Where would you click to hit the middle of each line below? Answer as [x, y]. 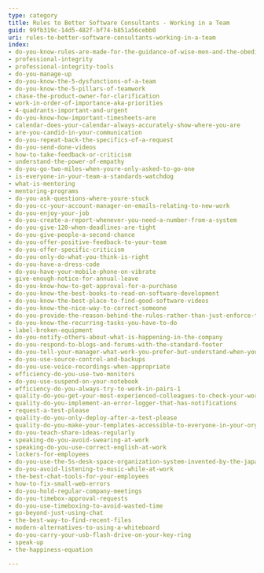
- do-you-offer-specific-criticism [66, 250]
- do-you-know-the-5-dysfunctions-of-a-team [82, 81]
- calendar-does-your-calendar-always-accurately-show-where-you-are [125, 125]
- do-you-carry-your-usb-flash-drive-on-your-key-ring [100, 535]
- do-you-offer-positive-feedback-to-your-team [88, 242]
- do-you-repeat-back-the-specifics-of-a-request [91, 140]
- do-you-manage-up [40, 74]
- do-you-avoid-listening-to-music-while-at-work [91, 469]
